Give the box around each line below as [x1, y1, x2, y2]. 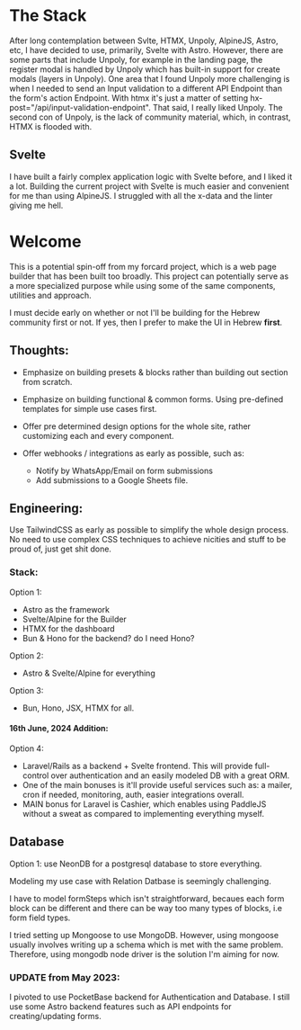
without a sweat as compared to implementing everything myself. [22, 808, 265, 819]
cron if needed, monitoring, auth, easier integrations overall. [22, 789, 244, 800]
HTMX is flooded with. [9, 121, 93, 131]
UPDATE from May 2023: [9, 971, 120, 983]
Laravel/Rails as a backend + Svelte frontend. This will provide [22, 760, 253, 771]
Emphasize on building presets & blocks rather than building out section [22, 366, 289, 378]
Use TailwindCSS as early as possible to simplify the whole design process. [9, 524, 289, 535]
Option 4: [9, 743, 44, 754]
